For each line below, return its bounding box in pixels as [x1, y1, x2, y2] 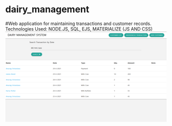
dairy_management [5, 4, 90, 15]
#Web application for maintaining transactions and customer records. [5, 20, 152, 27]
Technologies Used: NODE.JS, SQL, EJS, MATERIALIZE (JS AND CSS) [5, 26, 153, 32]
